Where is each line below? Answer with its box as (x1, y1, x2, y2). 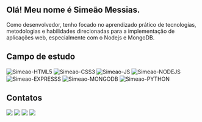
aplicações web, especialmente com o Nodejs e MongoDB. (6, 33, 155, 41)
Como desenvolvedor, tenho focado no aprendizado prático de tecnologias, (6, 21, 197, 28)
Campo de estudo (6, 52, 75, 62)
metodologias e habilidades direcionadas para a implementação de (6, 27, 175, 35)
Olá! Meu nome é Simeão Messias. (6, 5, 140, 15)
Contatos (6, 93, 43, 103)
